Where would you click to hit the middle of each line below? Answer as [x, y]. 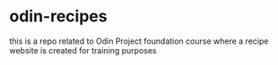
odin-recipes [58, 16]
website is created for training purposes [83, 50]
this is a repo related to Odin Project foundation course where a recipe [139, 41]
